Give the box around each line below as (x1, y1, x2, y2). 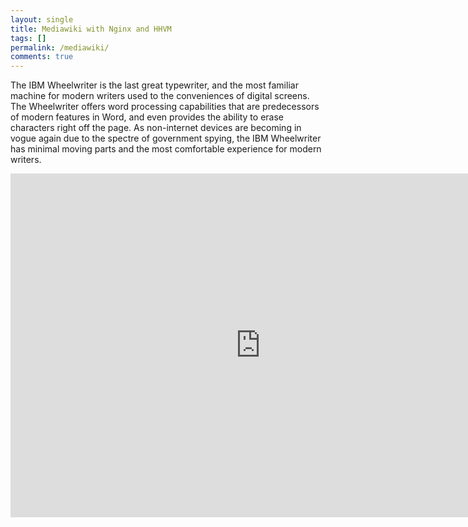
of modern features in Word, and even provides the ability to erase (10, 111, 284, 123)
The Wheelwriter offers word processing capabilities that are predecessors (10, 101, 320, 113)
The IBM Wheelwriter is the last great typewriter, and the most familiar (10, 79, 299, 91)
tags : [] (10, 33, 47, 43)
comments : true (10, 52, 74, 62)
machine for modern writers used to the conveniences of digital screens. (10, 90, 310, 102)
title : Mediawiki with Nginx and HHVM (10, 24, 172, 34)
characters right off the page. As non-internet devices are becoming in (10, 122, 302, 134)
